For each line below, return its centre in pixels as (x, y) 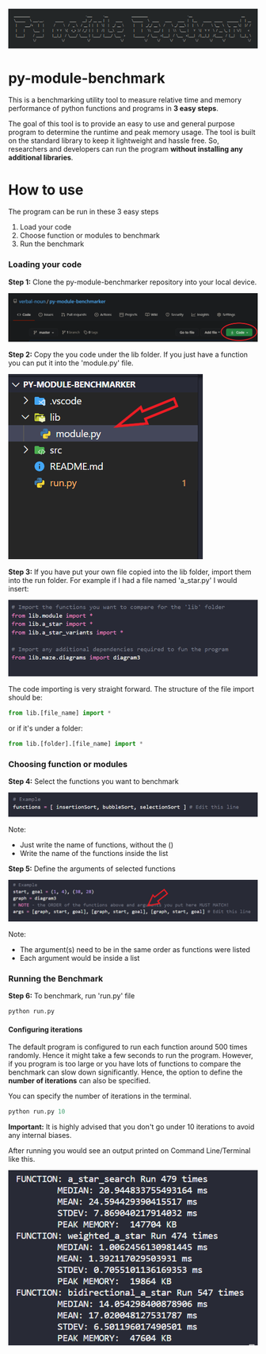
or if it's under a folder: (46, 728)
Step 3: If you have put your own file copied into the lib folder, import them (130, 572)
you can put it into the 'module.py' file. (71, 363)
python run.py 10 (37, 1112)
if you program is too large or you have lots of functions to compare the (125, 1064)
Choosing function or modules (68, 764)
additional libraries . (41, 158)
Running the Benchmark (56, 978)
